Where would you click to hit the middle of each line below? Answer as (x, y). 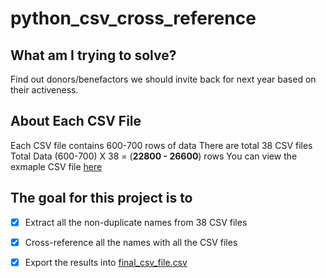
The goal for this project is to (101, 198)
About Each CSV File (76, 121)
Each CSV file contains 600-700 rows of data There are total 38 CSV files (161, 145)
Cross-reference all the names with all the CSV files (131, 242)
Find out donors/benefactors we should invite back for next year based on (163, 79)
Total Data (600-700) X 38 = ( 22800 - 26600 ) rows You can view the (154, 156)
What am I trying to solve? (93, 55)
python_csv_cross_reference (133, 18)
